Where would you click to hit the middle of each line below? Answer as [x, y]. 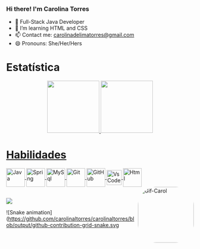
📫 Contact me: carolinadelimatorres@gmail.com [74, 35]
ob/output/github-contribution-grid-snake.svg [62, 225]
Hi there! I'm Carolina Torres [48, 9]
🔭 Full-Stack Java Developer [50, 22]
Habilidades [36, 155]
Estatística [33, 68]
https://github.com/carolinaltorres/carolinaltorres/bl [71, 219]
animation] [39, 212]
